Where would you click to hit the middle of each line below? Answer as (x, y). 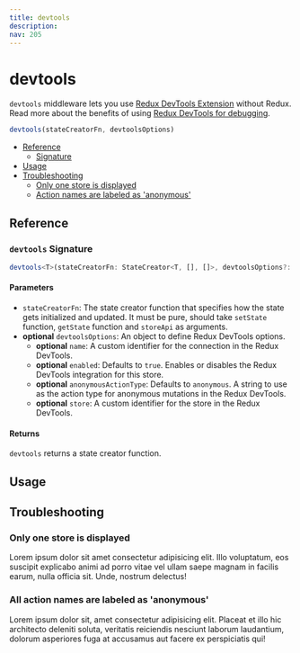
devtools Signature (51, 248)
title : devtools (40, 18)
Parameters (31, 288)
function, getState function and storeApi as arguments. (125, 326)
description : (34, 26)
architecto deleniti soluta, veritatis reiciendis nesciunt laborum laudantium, (147, 629)
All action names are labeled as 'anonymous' (109, 600)
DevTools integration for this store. (100, 374)
